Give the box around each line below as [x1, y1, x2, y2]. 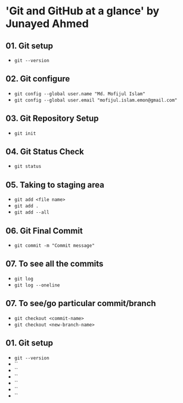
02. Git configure [5, 74, 70, 84]
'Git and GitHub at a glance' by [5, 4, 160, 18]
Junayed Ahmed [5, 17, 89, 30]
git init [14, 130, 36, 136]
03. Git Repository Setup [5, 114, 99, 124]
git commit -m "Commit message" [14, 243, 95, 249]
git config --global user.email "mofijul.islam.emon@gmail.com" [14, 97, 178, 103]
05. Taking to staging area [5, 179, 105, 190]
